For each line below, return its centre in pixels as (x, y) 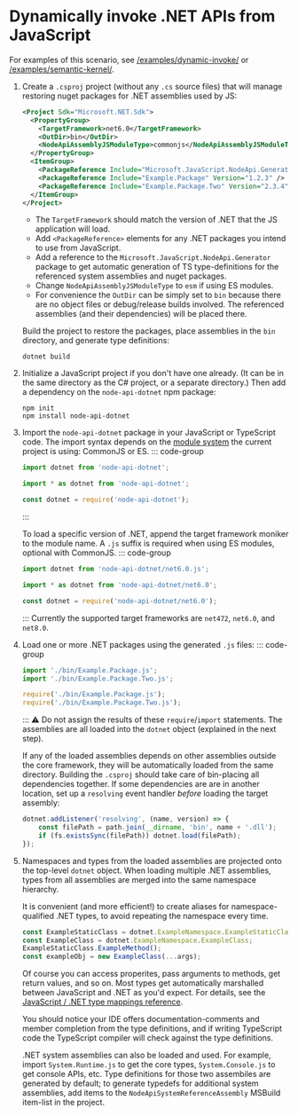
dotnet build (46, 357)
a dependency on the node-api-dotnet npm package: (119, 392)
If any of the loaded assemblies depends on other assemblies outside (149, 756)
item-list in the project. (63, 1103)
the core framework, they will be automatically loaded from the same (148, 766)
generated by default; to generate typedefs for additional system (140, 1083)
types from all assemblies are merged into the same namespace (139, 879)
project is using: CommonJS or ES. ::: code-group (113, 452)
